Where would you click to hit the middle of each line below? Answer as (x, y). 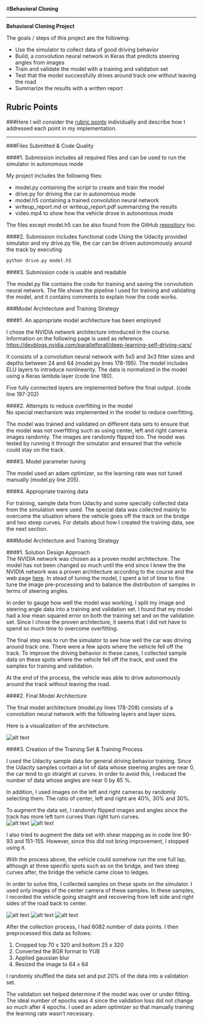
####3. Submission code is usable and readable (66, 272)
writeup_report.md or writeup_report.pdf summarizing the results (96, 207)
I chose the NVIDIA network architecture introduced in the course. (89, 332)
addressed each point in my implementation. (62, 128)
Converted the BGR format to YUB (57, 951)
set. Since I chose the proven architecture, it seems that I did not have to (96, 622)
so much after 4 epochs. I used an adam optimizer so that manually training (100, 1007)
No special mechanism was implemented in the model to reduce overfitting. (100, 412)
